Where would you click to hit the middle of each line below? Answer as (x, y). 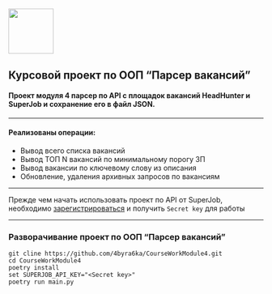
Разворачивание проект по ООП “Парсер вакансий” (117, 236)
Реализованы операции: (52, 133)
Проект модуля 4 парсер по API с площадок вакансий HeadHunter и (130, 96)
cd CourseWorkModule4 (45, 261)
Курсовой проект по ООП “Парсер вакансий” (130, 75)
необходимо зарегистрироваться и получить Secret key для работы (127, 208)
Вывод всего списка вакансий (72, 151)
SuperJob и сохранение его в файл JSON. (82, 104)
